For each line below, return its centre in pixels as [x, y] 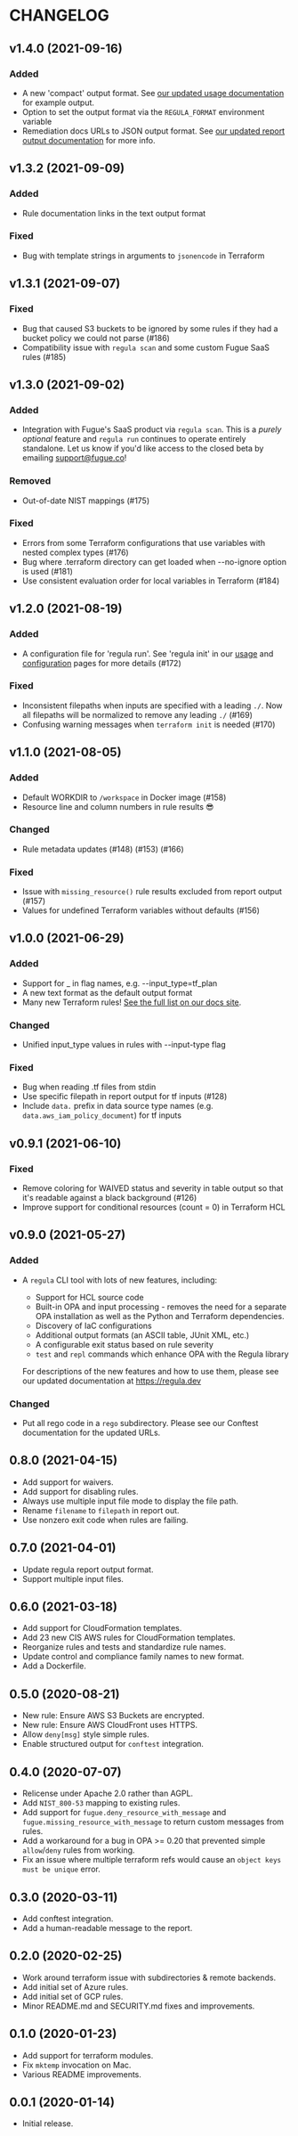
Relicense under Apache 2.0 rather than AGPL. [108, 1794]
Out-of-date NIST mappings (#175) [86, 501]
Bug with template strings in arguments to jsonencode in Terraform [143, 256]
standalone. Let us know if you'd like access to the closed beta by [143, 448]
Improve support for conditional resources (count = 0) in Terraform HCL [154, 1207]
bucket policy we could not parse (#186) [96, 338]
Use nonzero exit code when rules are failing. [105, 1520]
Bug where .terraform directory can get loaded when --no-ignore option [154, 561]
